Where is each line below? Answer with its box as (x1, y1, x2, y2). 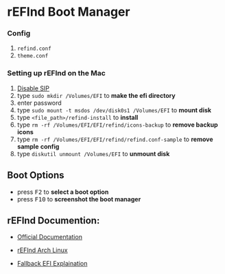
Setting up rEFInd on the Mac (7, 68, 106, 78)
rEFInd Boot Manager (7, 4, 130, 20)
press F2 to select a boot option (16, 188, 109, 196)
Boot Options (7, 169, 64, 182)
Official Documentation (16, 233, 82, 241)
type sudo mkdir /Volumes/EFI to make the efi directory (16, 91, 176, 99)
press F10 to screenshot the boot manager (16, 195, 141, 203)
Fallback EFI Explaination (16, 260, 88, 268)
